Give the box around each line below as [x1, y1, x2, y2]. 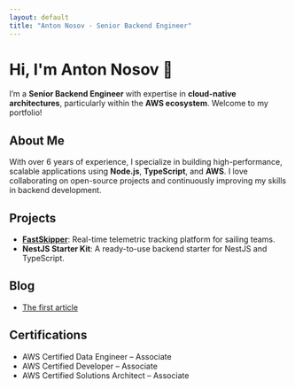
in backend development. [9, 185, 102, 196]
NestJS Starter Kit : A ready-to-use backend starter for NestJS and [21, 244, 268, 254]
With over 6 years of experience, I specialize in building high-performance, [9, 157, 283, 167]
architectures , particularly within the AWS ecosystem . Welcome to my [9, 98, 268, 109]
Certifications [9, 328, 88, 343]
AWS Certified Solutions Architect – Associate [21, 369, 190, 381]
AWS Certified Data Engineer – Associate [21, 351, 172, 361]
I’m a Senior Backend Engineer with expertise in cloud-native [9, 89, 237, 99]
